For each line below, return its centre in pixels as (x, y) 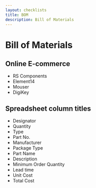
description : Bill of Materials (40, 19)
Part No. (21, 137)
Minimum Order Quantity (39, 164)
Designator (24, 121)
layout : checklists (26, 10)
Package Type (28, 148)
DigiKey (21, 92)
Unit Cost (22, 175)
